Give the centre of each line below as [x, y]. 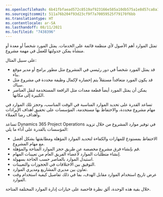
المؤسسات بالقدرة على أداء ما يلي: [37, 129]
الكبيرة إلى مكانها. [29, 95]
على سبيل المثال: [21, 60]
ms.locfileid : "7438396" [30, 32]
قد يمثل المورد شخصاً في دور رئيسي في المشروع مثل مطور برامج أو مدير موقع [84, 70]
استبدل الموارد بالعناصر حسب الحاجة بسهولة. [53, 159]
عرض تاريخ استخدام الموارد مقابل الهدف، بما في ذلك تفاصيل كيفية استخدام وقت [84, 175]
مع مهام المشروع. [29, 144]
